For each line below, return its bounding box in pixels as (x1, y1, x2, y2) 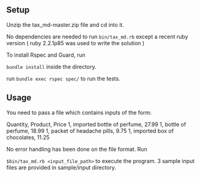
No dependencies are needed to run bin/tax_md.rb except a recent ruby (6, 33, 188, 40)
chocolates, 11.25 (6, 134, 50, 141)
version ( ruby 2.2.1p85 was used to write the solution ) (6, 39, 145, 46)
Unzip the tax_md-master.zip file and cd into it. (6, 21, 124, 28)
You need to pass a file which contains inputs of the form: (6, 109, 152, 116)
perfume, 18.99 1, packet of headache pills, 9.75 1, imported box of (6, 127, 174, 134)
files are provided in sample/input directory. (6, 164, 116, 171)
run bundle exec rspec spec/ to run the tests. (6, 74, 120, 82)
